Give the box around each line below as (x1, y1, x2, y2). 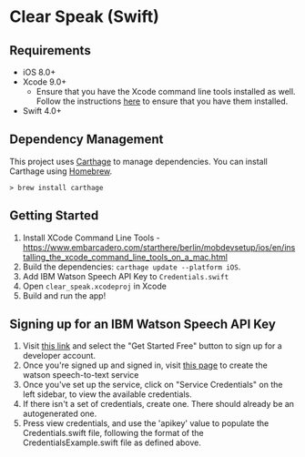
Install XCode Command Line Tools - (22, 232, 161, 243)
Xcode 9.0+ (22, 76, 67, 87)
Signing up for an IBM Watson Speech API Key (9, 317, 276, 332)
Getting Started (9, 208, 99, 224)
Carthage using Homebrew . (9, 166, 113, 177)
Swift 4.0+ (22, 106, 62, 116)
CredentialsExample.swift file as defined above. (22, 437, 202, 448)
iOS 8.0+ (22, 66, 56, 77)
